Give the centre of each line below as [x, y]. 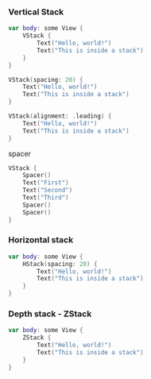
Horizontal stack [41, 240]
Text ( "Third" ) [46, 198]
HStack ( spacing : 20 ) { [60, 264]
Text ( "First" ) [46, 183]
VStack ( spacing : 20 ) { [46, 79]
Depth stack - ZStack [50, 314]
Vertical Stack [36, 12]
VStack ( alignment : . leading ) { [60, 116]
